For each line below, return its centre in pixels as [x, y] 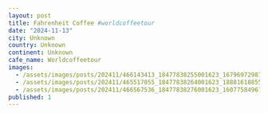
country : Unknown [37, 45]
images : [21, 68]
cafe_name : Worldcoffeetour [55, 60]
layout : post [30, 16]
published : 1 [30, 97]
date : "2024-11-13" [41, 30]
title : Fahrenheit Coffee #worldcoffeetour [82, 23]
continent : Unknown [41, 53]
